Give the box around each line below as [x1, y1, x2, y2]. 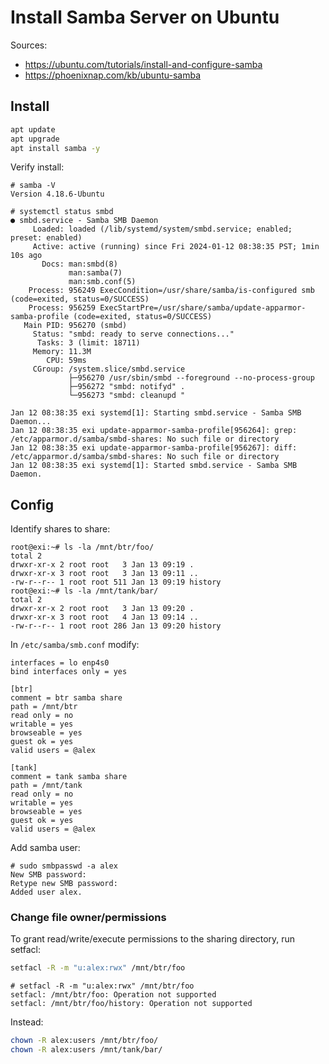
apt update [10, 124, 56, 135]
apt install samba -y [10, 143, 101, 153]
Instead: [10, 1016, 44, 1028]
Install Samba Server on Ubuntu [10, 6, 280, 29]
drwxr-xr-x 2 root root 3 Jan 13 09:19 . [10, 560, 195, 570]
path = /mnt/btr [10, 702, 78, 712]
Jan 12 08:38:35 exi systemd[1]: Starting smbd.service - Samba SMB [10, 408, 302, 418]
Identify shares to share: [10, 523, 111, 535]
